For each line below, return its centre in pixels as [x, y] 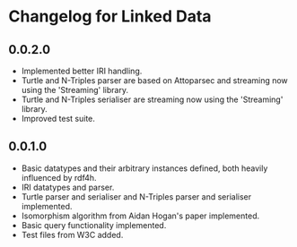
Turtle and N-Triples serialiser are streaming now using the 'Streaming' [152, 99]
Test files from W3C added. [72, 234]
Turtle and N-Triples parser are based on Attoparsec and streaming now [154, 81]
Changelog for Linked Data [110, 17]
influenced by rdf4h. [59, 177]
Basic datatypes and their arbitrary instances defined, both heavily [144, 168]
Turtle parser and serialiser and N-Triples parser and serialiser [136, 196]
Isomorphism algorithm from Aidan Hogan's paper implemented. [140, 216]
